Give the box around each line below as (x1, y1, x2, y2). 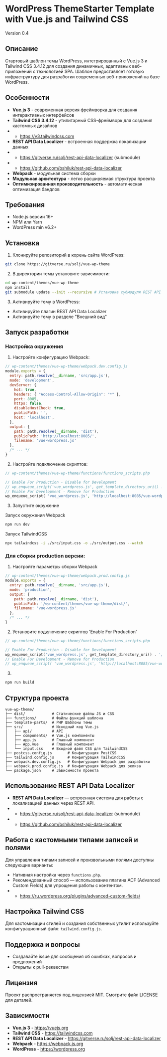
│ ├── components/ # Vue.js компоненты (5, 733, 94, 738)
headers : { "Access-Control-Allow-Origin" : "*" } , (14, 392, 121, 397)
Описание (5, 44, 38, 53)
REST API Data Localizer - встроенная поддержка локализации (12, 138, 147, 145)
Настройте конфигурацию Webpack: (12, 354, 90, 360)
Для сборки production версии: (5, 552, 85, 559)
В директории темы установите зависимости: (12, 271, 110, 277)
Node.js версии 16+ (12, 214, 54, 220)
